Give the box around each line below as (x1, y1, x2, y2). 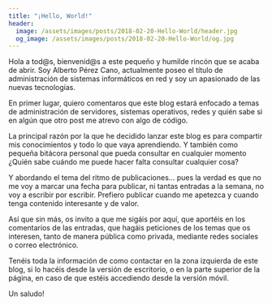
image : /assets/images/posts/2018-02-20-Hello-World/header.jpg (15, 27, 238, 35)
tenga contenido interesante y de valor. (8, 199, 140, 208)
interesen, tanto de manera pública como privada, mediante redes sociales (8, 232, 258, 242)
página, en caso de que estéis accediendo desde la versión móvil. (8, 273, 230, 283)
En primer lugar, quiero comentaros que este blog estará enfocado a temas (8, 98, 260, 108)
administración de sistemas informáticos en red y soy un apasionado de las (8, 74, 261, 84)
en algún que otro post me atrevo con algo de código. (8, 115, 188, 126)
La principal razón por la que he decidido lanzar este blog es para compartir (8, 131, 262, 141)
